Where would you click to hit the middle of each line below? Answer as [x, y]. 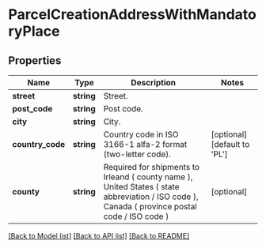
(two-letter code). [137, 154]
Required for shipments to [152, 167]
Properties [35, 60]
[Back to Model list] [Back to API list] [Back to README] [99, 236]
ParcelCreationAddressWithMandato [133, 15]
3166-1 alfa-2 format [145, 144]
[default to [230, 144]
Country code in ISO [141, 134]
